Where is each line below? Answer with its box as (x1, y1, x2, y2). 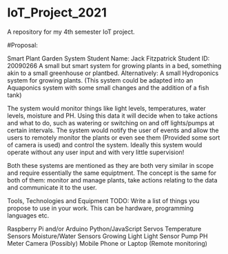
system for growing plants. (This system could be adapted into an (7, 76, 194, 84)
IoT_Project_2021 (7, 5, 107, 21)
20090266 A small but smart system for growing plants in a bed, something (7, 61, 222, 70)
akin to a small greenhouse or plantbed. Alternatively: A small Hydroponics (7, 69, 219, 77)
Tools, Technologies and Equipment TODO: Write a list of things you (7, 196, 200, 204)
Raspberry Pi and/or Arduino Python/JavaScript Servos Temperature (7, 224, 202, 233)
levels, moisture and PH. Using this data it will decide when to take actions (7, 112, 218, 120)
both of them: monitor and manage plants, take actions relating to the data (7, 176, 218, 184)
